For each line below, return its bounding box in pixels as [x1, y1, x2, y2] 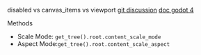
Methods [7, 19, 33, 27]
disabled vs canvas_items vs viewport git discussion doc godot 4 [7, 6, 194, 14]
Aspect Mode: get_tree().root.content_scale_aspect [17, 40, 170, 47]
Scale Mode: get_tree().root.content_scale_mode [17, 32, 161, 41]
